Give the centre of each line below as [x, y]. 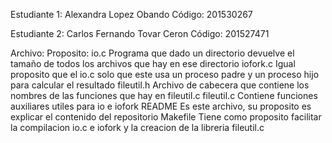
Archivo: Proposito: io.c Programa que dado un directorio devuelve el [152, 53]
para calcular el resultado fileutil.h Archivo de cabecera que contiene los [160, 85]
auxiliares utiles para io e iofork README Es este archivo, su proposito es [161, 106]
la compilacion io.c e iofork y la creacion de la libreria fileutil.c [137, 127]
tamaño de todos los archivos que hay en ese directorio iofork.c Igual [153, 63]
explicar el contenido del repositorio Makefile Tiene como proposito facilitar [166, 117]
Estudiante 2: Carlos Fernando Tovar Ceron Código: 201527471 [140, 33]
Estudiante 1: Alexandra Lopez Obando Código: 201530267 [131, 14]
